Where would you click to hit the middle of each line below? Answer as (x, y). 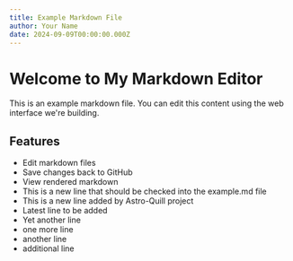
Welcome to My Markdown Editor (136, 78)
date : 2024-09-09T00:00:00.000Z (70, 34)
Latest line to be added (65, 211)
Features (35, 141)
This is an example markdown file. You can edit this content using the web (147, 103)
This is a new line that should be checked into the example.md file (144, 191)
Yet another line (51, 220)
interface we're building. (54, 113)
